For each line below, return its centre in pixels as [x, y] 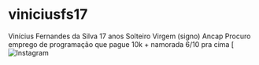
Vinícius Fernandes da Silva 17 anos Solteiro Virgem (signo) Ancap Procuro [129, 36]
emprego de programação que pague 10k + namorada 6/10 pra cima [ [121, 44]
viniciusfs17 [48, 14]
